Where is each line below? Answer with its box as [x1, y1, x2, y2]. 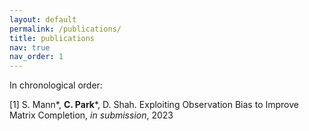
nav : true [9, 42, 51, 53]
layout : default [9, 14, 77, 25]
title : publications [9, 33, 96, 43]
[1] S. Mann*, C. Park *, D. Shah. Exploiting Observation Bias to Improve [9, 99, 299, 111]
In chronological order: [9, 79, 103, 91]
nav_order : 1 [9, 52, 64, 62]
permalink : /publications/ [9, 24, 122, 34]
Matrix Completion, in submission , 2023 [9, 109, 174, 121]
